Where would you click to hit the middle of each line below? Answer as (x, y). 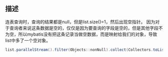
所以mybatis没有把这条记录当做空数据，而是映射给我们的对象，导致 (88, 34)
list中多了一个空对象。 (28, 40)
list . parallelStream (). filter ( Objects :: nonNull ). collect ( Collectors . (79, 50)
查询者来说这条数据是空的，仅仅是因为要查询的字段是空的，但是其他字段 (84, 28)
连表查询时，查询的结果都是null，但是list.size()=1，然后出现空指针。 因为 (80, 22)
